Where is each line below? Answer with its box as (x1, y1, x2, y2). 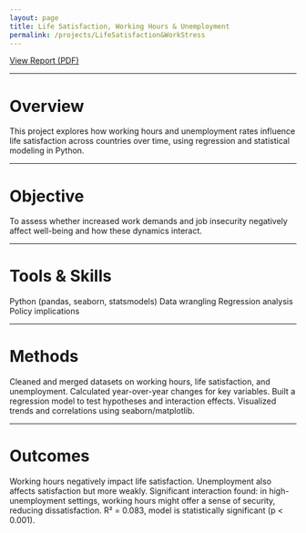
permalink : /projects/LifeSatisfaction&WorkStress (9, 30, 206, 39)
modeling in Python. (9, 145, 85, 156)
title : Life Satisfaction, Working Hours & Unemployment (9, 22, 230, 31)
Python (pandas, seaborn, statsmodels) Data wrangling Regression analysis (9, 296, 293, 307)
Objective (9, 186, 85, 206)
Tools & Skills (9, 266, 112, 287)
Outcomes (9, 446, 90, 466)
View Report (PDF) (9, 56, 79, 67)
